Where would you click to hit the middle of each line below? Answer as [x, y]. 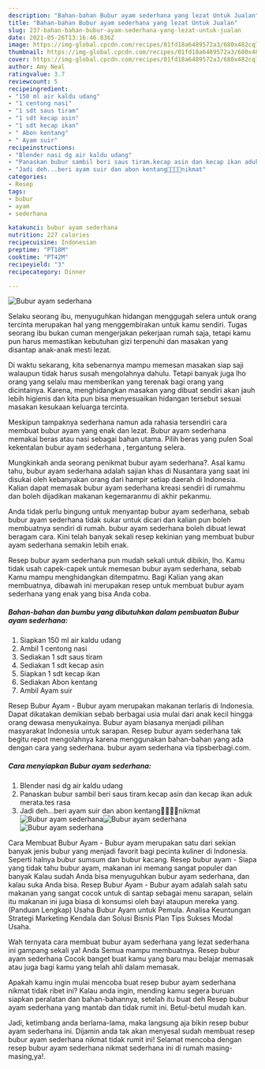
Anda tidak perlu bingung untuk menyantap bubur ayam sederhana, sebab [129, 512]
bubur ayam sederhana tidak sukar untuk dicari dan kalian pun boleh [119, 520]
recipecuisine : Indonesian [52, 243]
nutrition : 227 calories [49, 235]
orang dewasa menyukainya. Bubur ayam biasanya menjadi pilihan [116, 723]
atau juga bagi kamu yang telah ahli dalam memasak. [94, 967]
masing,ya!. [27, 1056]
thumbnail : [26, 52]
